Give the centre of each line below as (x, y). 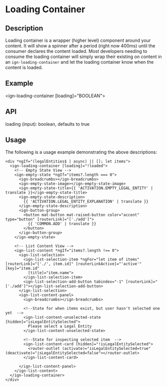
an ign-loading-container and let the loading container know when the (79, 62)
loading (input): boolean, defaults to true (47, 124)
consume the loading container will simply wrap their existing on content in (83, 57)
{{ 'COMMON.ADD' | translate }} (62, 224)
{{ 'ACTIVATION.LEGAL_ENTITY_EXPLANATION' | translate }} (86, 202)
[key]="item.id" (22, 268)
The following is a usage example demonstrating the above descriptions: (81, 152)
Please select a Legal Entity (60, 326)
